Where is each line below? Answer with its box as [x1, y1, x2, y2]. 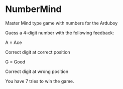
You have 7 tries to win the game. [5, 78, 74, 84]
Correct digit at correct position [5, 49, 70, 55]
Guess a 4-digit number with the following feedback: [5, 29, 114, 35]
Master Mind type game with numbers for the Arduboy [5, 20, 118, 26]
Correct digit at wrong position [5, 68, 69, 74]
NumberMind [5, 3, 62, 15]
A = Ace [5, 39, 22, 45]
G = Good [5, 58, 26, 64]
